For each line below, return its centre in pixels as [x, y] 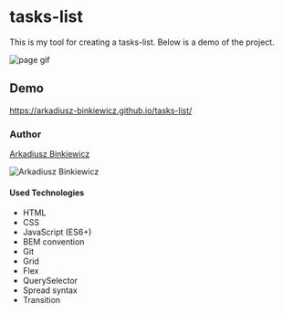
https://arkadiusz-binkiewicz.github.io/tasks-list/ [101, 110]
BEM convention [53, 242]
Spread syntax [50, 290]
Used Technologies [47, 193]
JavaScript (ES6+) [57, 232]
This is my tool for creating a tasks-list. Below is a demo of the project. [142, 42]
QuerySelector [50, 281]
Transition [42, 300]
